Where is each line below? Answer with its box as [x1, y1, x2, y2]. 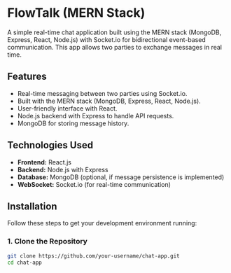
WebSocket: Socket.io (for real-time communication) [17, 180, 171, 188]
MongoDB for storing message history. [17, 119, 129, 127]
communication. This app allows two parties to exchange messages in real [7, 43, 223, 51]
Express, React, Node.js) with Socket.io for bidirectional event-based [7, 35, 206, 43]
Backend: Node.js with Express [17, 165, 108, 174]
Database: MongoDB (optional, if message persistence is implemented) [17, 173, 225, 181]
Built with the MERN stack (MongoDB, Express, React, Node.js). [17, 97, 201, 105]
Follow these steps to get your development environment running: [7, 219, 197, 227]
